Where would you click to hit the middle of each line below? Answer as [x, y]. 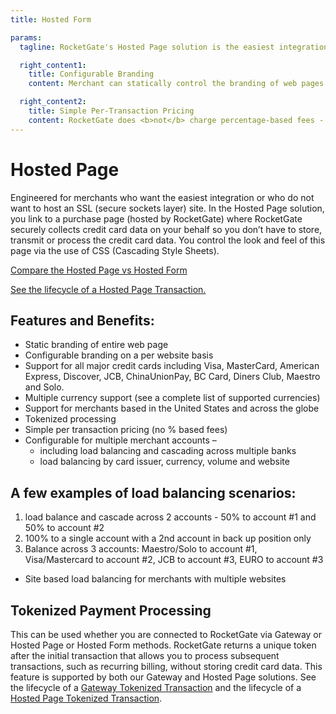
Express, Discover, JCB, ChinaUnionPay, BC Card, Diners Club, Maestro [172, 377]
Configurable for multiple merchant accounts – [120, 440]
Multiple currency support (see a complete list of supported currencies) [172, 398]
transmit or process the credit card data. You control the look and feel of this [168, 240]
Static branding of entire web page [96, 345]
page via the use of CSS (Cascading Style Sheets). [115, 250]
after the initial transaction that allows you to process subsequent [145, 655]
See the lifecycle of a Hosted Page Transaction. [108, 289]
